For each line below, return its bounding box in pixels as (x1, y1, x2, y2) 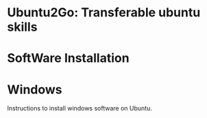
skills (7, 19, 38, 35)
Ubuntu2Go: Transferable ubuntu (7, 5, 201, 20)
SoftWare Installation (7, 50, 130, 66)
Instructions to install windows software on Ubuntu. (7, 104, 152, 113)
